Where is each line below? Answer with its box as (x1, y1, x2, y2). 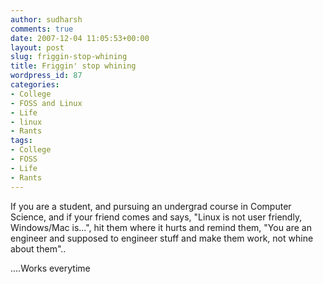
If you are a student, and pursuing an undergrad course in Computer (10, 200, 292, 212)
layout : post (10, 42, 65, 53)
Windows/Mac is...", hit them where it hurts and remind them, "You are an (10, 221, 312, 233)
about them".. (10, 242, 67, 255)
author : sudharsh (10, 14, 83, 25)
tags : (10, 136, 33, 146)
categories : (10, 80, 60, 90)
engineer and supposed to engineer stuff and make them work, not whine (10, 232, 314, 244)
